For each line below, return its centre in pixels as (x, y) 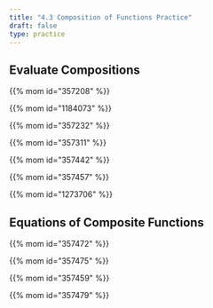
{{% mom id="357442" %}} (60, 160)
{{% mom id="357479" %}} (59, 295)
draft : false (33, 26)
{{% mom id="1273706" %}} (61, 194)
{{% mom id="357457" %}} (59, 178)
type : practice (37, 34)
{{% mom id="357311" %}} (58, 143)
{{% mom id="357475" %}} (59, 261)
